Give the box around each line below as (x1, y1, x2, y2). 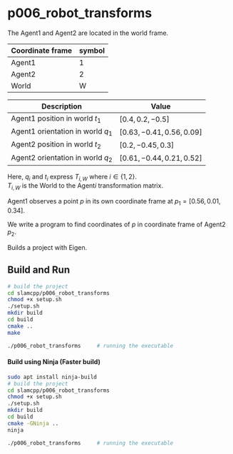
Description (41, 101, 82, 111)
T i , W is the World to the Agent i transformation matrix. (7, 181, 164, 192)
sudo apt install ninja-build (7, 373, 98, 380)
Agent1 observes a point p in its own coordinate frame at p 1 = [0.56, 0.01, (7, 197, 221, 208)
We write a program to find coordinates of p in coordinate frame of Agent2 (7, 220, 226, 229)
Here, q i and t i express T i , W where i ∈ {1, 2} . (7, 172, 138, 183)
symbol (78, 45, 105, 55)
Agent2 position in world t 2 (11, 139, 101, 151)
